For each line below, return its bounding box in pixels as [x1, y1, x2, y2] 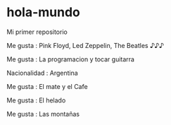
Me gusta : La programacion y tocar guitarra [6, 54, 135, 64]
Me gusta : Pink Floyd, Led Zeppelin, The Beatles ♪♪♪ [6, 41, 165, 49]
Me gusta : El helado [6, 96, 66, 105]
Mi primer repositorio [6, 28, 68, 36]
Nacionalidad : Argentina [6, 69, 78, 77]
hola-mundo [6, 4, 80, 20]
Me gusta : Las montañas [6, 109, 80, 118]
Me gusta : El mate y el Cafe [6, 82, 89, 90]
